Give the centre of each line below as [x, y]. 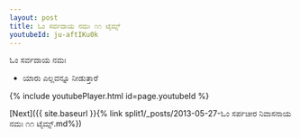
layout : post [34, 18]
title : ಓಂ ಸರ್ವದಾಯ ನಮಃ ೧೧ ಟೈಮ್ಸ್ [65, 26]
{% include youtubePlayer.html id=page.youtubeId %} [109, 97]
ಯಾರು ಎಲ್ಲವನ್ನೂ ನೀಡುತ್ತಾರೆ [60, 78]
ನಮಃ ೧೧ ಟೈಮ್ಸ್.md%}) [46, 124]
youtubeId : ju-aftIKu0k [54, 34]
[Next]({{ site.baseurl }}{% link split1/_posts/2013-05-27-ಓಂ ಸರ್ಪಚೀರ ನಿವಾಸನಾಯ [150, 114]
